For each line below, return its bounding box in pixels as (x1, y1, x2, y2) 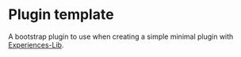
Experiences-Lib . (8, 40, 64, 49)
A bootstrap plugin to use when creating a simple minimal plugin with (8, 32, 234, 41)
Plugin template (8, 6, 114, 24)
